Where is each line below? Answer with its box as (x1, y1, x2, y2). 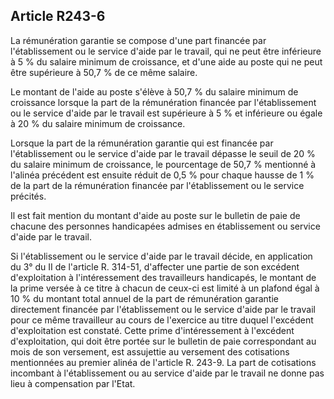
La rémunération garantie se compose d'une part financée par (10, 34, 267, 46)
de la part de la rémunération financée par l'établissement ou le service (10, 179, 305, 191)
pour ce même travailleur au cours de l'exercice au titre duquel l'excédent (10, 314, 314, 326)
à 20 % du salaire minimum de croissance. (10, 117, 186, 129)
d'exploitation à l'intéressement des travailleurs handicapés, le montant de (10, 271, 317, 283)
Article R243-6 (10, 8, 106, 25)
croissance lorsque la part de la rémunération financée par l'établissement (10, 96, 317, 108)
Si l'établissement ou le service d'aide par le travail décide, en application (10, 250, 313, 262)
